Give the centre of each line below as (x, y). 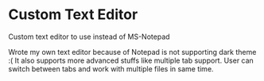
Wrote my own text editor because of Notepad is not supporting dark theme (132, 52)
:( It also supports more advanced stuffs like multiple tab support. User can (131, 60)
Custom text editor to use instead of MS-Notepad (89, 37)
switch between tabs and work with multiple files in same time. (111, 68)
